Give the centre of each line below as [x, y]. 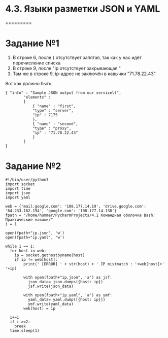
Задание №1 [32, 43]
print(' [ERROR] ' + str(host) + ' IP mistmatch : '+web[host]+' [94, 264]
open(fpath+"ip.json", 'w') [35, 233]
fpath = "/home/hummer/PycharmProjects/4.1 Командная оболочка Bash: [80, 215]
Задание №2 [33, 166]
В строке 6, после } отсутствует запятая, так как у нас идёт [77, 57]
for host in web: [28, 251]
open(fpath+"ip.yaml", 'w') [35, 237]
